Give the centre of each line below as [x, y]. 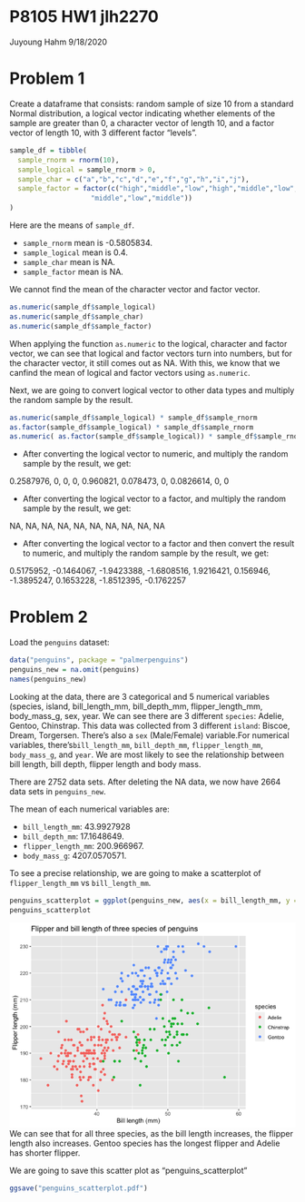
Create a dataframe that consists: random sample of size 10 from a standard [152, 103]
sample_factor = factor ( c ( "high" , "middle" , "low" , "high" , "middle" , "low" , [158, 189]
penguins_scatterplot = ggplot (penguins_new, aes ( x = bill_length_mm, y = [154, 901]
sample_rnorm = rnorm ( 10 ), [69, 160]
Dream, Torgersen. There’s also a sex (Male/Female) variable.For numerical [149, 735]
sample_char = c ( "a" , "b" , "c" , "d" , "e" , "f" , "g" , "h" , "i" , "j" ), [133, 179]
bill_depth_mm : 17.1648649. [73, 836]
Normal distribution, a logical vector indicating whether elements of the [142, 113]
